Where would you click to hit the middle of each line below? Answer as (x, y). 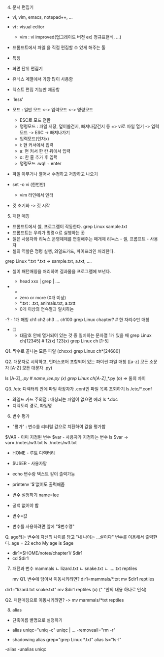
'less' (18, 99)
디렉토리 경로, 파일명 (32, 405)
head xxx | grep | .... (40, 281)
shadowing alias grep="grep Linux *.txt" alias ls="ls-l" (67, 639)
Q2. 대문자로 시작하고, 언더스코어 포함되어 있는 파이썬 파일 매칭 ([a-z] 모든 (77, 362)
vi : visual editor (28, 27)
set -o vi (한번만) (29, 184)
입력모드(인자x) (34, 139)
